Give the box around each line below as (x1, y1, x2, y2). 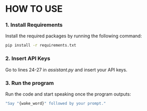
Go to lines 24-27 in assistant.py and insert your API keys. (5, 66, 128, 73)
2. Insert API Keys (5, 55, 51, 62)
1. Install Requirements (5, 21, 63, 29)
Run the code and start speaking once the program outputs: (5, 91, 131, 97)
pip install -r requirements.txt (5, 43, 77, 48)
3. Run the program (5, 79, 54, 86)
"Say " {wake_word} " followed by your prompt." (5, 101, 106, 106)
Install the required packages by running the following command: (5, 33, 142, 39)
